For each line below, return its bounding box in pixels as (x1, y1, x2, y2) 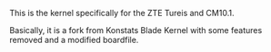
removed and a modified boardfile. (9, 35, 139, 45)
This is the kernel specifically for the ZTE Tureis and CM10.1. (9, 8, 235, 18)
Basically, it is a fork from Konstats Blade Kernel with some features (9, 25, 263, 35)
